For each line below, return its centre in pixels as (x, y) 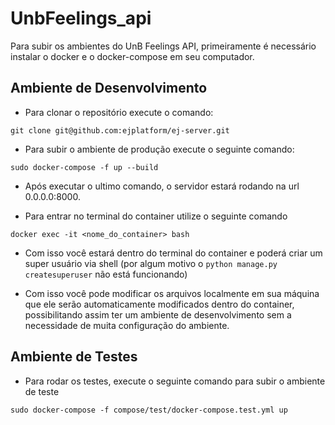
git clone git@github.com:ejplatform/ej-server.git (120, 130)
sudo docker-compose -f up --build (84, 167)
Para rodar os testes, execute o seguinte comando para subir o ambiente (175, 381)
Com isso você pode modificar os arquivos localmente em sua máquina (172, 293)
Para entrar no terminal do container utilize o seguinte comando (156, 216)
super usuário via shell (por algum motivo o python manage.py (151, 263)
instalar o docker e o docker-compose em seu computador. (132, 56)
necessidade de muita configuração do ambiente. (127, 325)
